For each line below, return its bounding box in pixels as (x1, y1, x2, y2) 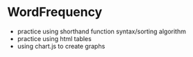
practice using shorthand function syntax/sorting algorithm (17, 27, 186, 35)
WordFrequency (7, 4, 103, 20)
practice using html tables (17, 34, 92, 42)
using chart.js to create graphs (17, 42, 106, 50)
